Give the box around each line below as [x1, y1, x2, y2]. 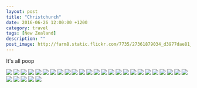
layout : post [6, 8, 38, 15]
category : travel [6, 25, 49, 31]
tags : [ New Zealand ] [6, 31, 57, 36]
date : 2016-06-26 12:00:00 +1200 [6, 19, 88, 25]
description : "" [6, 36, 46, 42]
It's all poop [6, 57, 35, 65]
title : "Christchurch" [6, 14, 62, 20]
